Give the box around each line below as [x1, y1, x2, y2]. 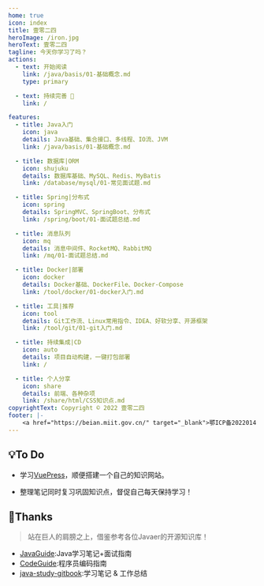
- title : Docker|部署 [15, 266, 84, 274]
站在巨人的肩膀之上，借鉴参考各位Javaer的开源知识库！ [27, 532, 209, 542]
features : [8, 114, 41, 122]
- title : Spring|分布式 [15, 193, 90, 201]
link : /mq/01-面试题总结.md [22, 252, 109, 260]
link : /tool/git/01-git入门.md [22, 325, 123, 332]
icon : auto [22, 346, 58, 354]
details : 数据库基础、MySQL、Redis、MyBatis [22, 171, 162, 180]
